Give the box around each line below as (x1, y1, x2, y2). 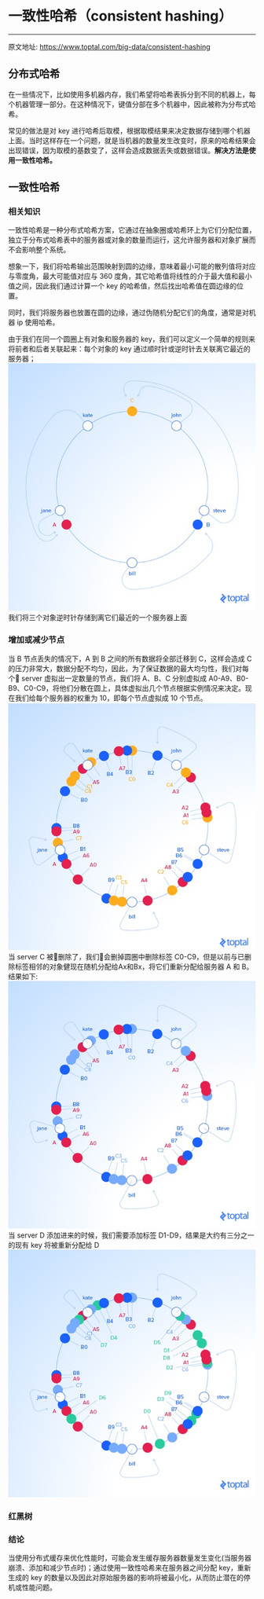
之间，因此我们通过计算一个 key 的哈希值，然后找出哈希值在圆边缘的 (14, 281, 237, 291)
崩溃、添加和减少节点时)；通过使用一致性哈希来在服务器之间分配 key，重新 (8, 1563, 251, 1572)
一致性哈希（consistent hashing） (8, 7, 233, 25)
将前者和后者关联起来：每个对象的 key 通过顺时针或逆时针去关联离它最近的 (8, 344, 251, 354)
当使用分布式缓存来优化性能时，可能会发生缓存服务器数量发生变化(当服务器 (8, 1553, 252, 1562)
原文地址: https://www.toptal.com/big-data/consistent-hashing (8, 42, 211, 51)
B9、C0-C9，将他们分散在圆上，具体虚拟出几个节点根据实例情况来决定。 (8, 683, 246, 692)
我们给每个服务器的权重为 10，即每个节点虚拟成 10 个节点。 (14, 693, 207, 702)
